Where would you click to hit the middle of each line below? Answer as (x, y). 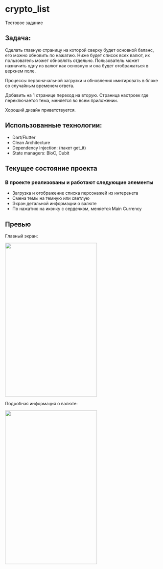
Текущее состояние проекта (51, 168)
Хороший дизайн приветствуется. (40, 110)
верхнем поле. (20, 71)
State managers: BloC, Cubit (41, 153)
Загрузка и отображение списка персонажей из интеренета (75, 193)
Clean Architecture (31, 142)
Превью (18, 224)
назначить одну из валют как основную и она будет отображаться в (77, 65)
